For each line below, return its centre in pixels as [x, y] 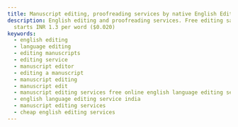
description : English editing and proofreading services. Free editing [115, 20]
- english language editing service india [77, 99]
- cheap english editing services [64, 112]
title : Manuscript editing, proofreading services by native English [112, 14]
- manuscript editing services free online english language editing [118, 92]
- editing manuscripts [47, 54]
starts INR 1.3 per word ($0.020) [64, 27]
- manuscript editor [44, 66]
